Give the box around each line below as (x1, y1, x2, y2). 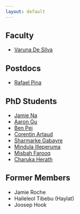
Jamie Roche (14, 189, 46, 196)
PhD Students (5, 96, 57, 106)
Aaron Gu (14, 118, 38, 125)
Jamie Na (14, 112, 38, 119)
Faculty (5, 31, 34, 41)
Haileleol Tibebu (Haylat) (14, 194, 75, 202)
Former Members (5, 173, 71, 183)
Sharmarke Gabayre (14, 137, 63, 144)
